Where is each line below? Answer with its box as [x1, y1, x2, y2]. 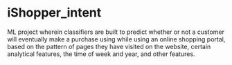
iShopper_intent [7, 5, 102, 21]
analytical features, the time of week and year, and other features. [7, 50, 195, 58]
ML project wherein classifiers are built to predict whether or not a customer [7, 28, 225, 36]
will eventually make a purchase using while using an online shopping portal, [7, 35, 226, 43]
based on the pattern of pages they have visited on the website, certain [7, 42, 211, 50]
